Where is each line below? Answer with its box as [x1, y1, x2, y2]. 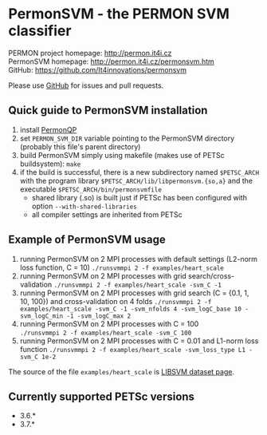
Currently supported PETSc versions [8, 390, 195, 403]
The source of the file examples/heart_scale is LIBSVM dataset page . [8, 366, 235, 376]
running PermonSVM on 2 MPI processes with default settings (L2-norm [19, 254, 257, 263]
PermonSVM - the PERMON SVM [8, 5, 230, 23]
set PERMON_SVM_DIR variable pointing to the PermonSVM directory [19, 133, 235, 143]
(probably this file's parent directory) [19, 141, 141, 152]
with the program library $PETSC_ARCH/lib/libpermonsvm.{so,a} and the [19, 176, 253, 185]
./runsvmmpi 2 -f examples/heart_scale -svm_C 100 [19, 329, 192, 337]
